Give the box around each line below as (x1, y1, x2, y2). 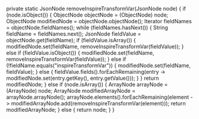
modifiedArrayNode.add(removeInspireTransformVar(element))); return (11, 100, 186, 107)
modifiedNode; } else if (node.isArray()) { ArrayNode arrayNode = (6, 81, 169, 88)
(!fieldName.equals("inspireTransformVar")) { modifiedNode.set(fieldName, (6, 62, 191, 69)
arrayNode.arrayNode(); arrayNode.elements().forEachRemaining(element (6, 93, 189, 101)
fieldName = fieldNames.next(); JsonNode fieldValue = (6, 30, 142, 37)
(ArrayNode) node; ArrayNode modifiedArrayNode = (6, 87, 136, 94)
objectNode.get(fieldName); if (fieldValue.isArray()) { (6, 37, 136, 43)
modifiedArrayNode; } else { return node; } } (6, 107, 115, 113)
